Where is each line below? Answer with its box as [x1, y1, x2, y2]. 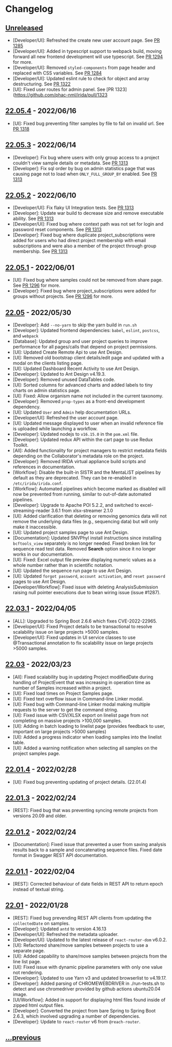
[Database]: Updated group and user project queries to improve [12, 338, 148, 344]
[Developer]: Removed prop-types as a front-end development [12, 398, 145, 405]
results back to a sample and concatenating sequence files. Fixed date [12, 847, 163, 853]
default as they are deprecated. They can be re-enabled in [12, 475, 137, 481]
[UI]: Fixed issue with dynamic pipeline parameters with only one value [12, 964, 163, 970]
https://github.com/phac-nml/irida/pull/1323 [14, 92, 108, 98]
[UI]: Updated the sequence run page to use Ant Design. [12, 567, 132, 574]
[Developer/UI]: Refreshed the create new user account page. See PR [12, 37, 160, 43]
